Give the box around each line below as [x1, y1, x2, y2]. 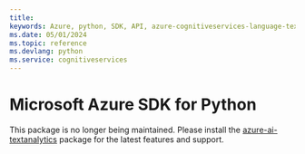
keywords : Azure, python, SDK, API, [9, 22, 148, 31]
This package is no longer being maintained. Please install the [9, 124, 241, 135]
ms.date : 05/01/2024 [9, 30, 88, 39]
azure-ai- [241, 124, 279, 135]
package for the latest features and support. [58, 133, 224, 145]
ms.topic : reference [9, 38, 88, 48]
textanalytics [9, 133, 57, 145]
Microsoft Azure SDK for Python [9, 94, 257, 115]
